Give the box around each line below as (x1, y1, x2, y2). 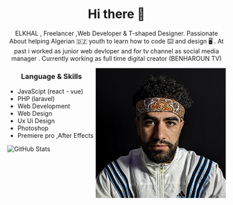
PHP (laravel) (17, 95, 55, 103)
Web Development (17, 102, 71, 110)
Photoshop (17, 124, 49, 132)
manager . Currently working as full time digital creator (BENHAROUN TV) (11, 54, 222, 62)
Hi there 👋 (87, 6, 146, 22)
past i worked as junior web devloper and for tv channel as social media (13, 46, 220, 55)
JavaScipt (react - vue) (17, 87, 84, 96)
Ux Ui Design (17, 117, 55, 125)
